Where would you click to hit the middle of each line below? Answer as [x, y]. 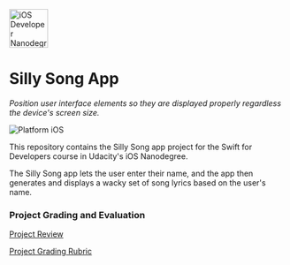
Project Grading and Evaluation [77, 215]
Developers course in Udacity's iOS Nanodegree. [99, 156]
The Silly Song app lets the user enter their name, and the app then [131, 173]
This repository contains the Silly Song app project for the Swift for [131, 147]
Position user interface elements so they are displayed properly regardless [145, 103]
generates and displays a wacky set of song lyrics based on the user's [138, 182]
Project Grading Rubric [51, 252]
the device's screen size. [54, 112]
